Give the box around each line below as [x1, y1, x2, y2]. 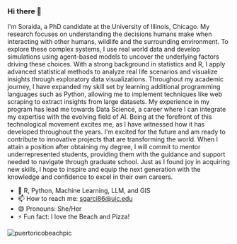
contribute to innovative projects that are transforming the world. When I [7, 135, 218, 144]
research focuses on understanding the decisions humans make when [7, 30, 212, 38]
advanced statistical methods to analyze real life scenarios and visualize [7, 67, 218, 76]
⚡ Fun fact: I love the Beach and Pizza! [17, 212, 130, 221]
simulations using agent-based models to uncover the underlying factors [7, 52, 219, 61]
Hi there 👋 [7, 6, 42, 16]
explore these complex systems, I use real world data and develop [7, 45, 200, 54]
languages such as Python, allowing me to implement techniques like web [7, 90, 223, 98]
